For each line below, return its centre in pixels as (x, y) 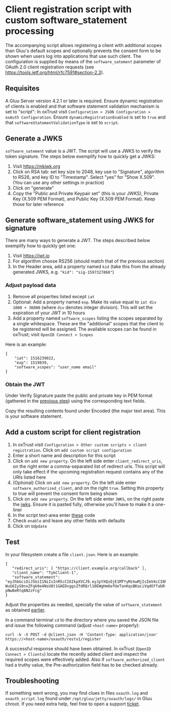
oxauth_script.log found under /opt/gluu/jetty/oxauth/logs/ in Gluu (79, 699)
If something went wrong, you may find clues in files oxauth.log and (77, 693)
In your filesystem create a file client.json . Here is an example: (72, 554)
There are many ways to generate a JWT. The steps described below (78, 241)
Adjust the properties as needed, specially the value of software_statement (84, 604)
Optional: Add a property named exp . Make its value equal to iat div (84, 302)
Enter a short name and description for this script (64, 455)
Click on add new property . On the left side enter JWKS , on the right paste (88, 499)
